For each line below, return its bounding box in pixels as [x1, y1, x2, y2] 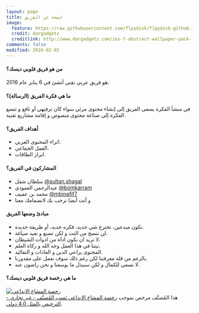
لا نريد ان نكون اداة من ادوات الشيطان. [14, 235, 101, 243]
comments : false [6, 42, 46, 48]
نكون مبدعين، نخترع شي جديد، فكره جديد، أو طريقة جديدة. [14, 223, 144, 230]
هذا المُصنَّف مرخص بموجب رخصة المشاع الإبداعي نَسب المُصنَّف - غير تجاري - [6, 293, 178, 301]
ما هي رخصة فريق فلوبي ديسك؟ [6, 275, 76, 282]
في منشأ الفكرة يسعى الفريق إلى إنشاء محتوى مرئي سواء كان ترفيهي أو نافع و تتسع [6, 105, 191, 112]
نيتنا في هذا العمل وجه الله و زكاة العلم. [14, 242, 101, 249]
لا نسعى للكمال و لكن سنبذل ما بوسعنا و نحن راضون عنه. [14, 261, 140, 268]
